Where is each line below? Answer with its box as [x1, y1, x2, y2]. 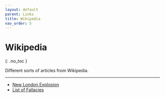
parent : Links [5, 12, 34, 17]
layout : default [5, 7, 38, 12]
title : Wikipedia [5, 16, 41, 21]
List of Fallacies [12, 87, 44, 93]
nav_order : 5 [5, 21, 32, 26]
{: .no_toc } [5, 58, 27, 64]
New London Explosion [12, 82, 59, 88]
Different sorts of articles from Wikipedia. [5, 68, 89, 73]
